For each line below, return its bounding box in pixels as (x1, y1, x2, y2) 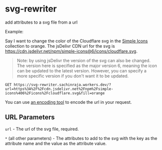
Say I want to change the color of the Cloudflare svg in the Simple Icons (5, 38, 148, 44)
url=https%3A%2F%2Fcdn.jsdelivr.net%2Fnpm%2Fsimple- (5, 86, 114, 91)
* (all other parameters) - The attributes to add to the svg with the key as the (5, 135, 158, 141)
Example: (5, 28, 24, 34)
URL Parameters (5, 113, 55, 122)
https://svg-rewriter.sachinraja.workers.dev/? (14, 82, 111, 87)
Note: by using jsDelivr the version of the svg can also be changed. (16, 57, 151, 63)
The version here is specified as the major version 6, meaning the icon (16, 63, 157, 68)
